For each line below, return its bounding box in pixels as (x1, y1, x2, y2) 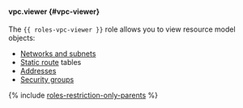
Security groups (19, 75, 75, 84)
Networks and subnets (19, 49, 96, 58)
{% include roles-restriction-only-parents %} (8, 90, 158, 101)
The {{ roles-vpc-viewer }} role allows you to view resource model (8, 24, 237, 34)
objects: (8, 33, 36, 43)
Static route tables (19, 58, 82, 67)
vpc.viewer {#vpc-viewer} (8, 6, 100, 16)
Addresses (19, 66, 57, 76)
